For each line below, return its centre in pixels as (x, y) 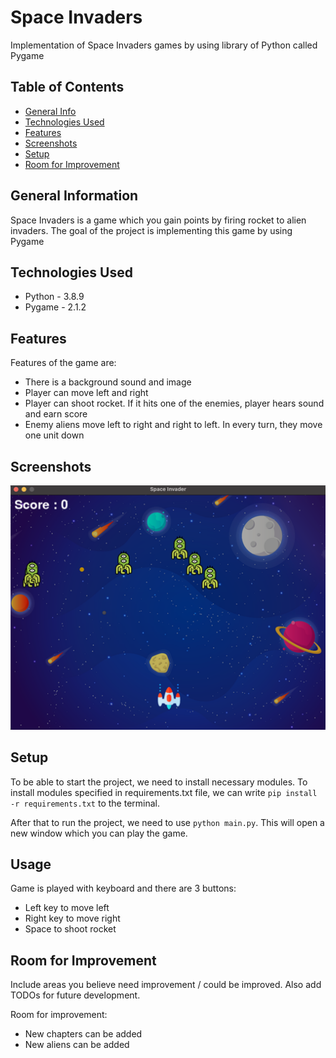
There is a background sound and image (108, 382)
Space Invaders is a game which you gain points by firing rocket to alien (158, 220)
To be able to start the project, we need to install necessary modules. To (159, 782)
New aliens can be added (77, 1045)
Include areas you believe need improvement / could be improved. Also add (166, 985)
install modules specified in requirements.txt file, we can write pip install (164, 792)
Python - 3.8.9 (54, 297)
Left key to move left (67, 908)
